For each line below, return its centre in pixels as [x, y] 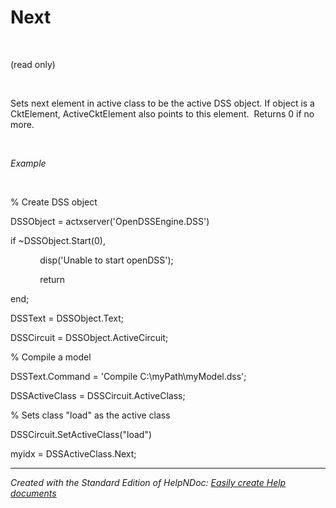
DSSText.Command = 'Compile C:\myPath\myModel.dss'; [128, 376]
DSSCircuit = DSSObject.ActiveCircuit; [89, 337]
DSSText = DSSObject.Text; [67, 318]
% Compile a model [51, 357]
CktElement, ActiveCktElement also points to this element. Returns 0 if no [162, 113]
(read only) [33, 64]
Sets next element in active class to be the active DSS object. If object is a [162, 103]
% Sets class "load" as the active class [90, 415]
